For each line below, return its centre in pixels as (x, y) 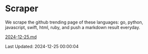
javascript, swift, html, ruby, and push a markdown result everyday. (73, 27)
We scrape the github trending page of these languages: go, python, (74, 22)
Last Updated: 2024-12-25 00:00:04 (42, 46)
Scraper (22, 9)
